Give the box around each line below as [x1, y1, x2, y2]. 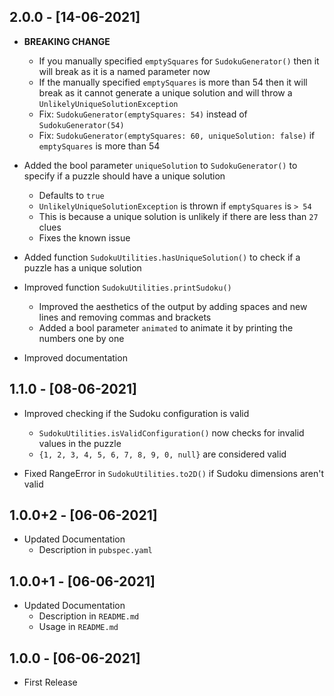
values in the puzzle [38, 437, 122, 449]
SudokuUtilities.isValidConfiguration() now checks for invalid [38, 426, 305, 439]
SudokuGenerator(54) [38, 120, 125, 130]
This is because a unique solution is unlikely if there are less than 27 [38, 210, 319, 222]
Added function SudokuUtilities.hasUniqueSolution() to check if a [23, 251, 301, 263]
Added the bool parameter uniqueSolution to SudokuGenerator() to [23, 159, 298, 171]
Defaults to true [38, 189, 105, 201]
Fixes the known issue [38, 231, 131, 244]
